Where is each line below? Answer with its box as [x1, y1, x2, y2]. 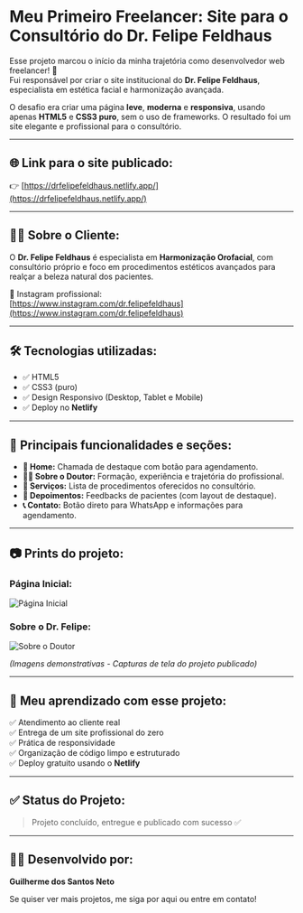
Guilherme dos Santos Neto [9, 876, 115, 887]
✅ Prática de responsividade [9, 737, 115, 748]
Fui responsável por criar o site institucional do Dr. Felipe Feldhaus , [9, 74, 261, 85]
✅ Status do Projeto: [9, 793, 126, 808]
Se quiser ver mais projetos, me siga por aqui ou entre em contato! [9, 893, 257, 904]
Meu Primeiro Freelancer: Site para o [9, 6, 289, 27]
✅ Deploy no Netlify [22, 402, 98, 413]
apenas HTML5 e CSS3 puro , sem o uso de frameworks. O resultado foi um [9, 111, 291, 122]
